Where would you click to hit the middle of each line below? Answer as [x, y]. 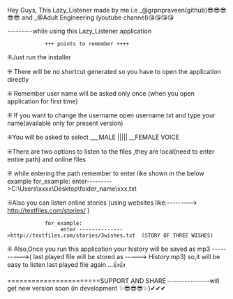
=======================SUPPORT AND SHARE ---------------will [113, 281]
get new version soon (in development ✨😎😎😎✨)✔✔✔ [87, 288]
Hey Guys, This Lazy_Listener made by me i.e [73, 10]
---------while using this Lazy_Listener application [80, 31]
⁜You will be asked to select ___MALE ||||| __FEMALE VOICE [93, 137]
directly [18, 79]
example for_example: [39, 181]
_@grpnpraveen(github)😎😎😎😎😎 [183, 10]
